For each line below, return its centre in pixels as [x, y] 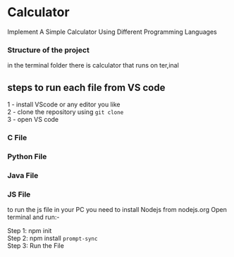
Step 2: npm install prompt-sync [53, 238]
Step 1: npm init [30, 231]
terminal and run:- [33, 217]
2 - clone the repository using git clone [66, 112]
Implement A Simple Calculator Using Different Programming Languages [112, 32]
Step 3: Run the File [36, 246]
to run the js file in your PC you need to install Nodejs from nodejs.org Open [117, 210]
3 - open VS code [33, 120]
